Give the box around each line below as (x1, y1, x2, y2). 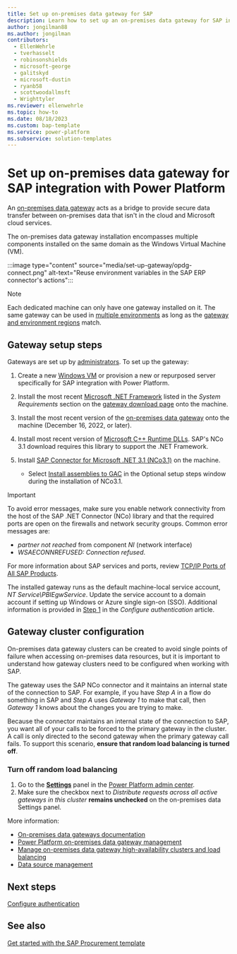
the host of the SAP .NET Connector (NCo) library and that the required (7, 512, 214, 520)
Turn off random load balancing (7, 764, 118, 774)
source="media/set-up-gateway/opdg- (78, 261, 193, 270)
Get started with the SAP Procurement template (7, 938, 146, 947)
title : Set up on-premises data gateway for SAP (7, 10, 153, 18)
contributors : (7, 37, 49, 44)
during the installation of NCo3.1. (28, 477, 123, 485)
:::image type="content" (7, 261, 78, 270)
